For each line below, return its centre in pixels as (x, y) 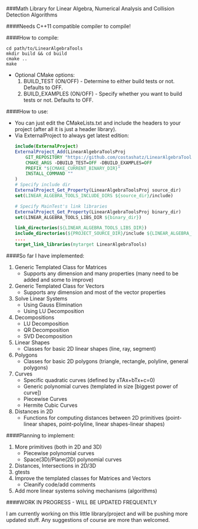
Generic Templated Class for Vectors (60, 286)
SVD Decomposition (48, 336)
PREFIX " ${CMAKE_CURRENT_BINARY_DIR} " (73, 168)
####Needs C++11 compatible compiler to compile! (68, 26)
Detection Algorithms (32, 15)
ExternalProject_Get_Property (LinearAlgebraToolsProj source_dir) (98, 190)
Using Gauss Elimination (53, 305)
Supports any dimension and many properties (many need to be (101, 273)
